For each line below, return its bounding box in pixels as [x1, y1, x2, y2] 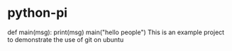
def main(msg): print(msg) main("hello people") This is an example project [7, 28, 225, 36]
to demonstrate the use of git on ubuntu [7, 35, 124, 43]
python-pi [7, 5, 68, 21]
